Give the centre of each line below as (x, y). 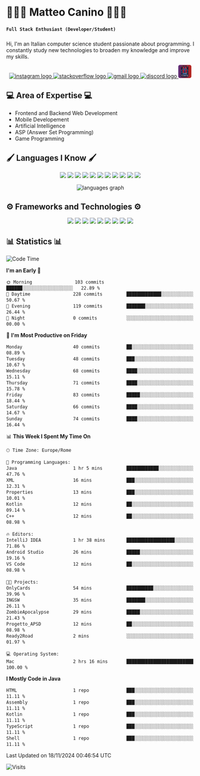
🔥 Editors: (20, 535)
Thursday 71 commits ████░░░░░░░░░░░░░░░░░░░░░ (100, 383)
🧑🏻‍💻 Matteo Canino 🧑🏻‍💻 (67, 12)
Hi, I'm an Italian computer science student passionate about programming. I (100, 44)
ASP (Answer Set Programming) (54, 132)
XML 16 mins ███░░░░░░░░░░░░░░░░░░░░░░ (100, 481)
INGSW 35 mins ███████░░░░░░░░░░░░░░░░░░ (100, 600)
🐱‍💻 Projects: (22, 582)
